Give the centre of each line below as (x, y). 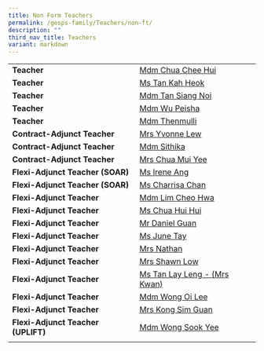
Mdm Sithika (163, 147)
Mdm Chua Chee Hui (178, 70)
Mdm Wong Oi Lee (174, 297)
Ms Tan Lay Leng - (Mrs (184, 274)
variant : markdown (38, 45)
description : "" (35, 30)
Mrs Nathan (161, 249)
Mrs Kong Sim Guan (176, 309)
